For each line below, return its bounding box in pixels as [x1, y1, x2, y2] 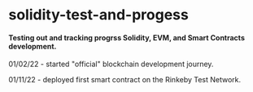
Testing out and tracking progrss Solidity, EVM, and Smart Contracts [8, 32, 246, 42]
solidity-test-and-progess [8, 6, 189, 24]
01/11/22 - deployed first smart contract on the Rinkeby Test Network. [8, 75, 242, 85]
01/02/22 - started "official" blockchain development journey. [8, 59, 214, 69]
